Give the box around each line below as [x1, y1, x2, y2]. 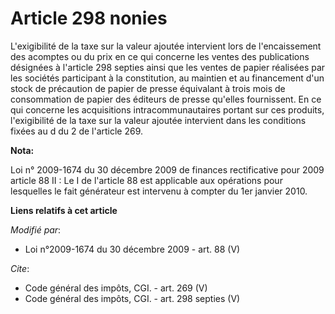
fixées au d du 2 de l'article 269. [10, 125, 144, 137]
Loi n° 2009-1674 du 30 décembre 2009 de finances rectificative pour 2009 [10, 163, 325, 176]
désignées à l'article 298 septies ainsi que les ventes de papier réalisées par [10, 61, 326, 73]
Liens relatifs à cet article [10, 204, 118, 216]
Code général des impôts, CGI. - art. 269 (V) [24, 282, 208, 294]
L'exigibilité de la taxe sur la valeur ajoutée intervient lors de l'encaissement [10, 40, 322, 52]
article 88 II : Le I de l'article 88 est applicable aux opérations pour [10, 174, 283, 186]
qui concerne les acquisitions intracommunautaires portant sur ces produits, [10, 103, 325, 116]
